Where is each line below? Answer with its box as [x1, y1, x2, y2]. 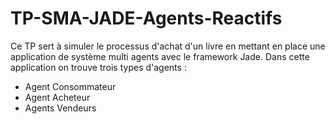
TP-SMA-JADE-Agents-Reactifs [10, 7, 283, 30]
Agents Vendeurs [24, 102, 97, 114]
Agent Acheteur [24, 91, 91, 103]
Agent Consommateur [24, 80, 117, 92]
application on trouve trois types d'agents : [10, 61, 187, 73]
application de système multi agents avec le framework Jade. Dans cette [10, 50, 310, 62]
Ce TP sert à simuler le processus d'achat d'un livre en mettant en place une [10, 40, 326, 52]
